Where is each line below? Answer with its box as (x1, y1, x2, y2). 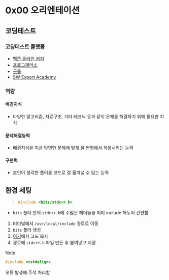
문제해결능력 (5, 132, 30, 138)
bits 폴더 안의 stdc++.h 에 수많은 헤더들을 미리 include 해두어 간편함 (12, 210, 149, 216)
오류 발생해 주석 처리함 (5, 269, 50, 275)
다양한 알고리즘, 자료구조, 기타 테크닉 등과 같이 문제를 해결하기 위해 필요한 (12, 114, 159, 120)
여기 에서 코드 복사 (12, 233, 48, 239)
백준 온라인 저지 (12, 55, 44, 62)
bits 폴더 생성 (12, 227, 41, 233)
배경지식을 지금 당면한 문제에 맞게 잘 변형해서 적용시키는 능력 (12, 145, 133, 151)
